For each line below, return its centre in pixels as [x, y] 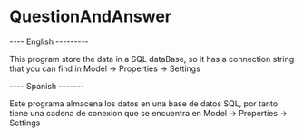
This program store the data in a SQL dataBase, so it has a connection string [152, 59]
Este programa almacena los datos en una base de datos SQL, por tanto [144, 103]
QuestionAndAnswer [91, 17]
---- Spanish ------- [47, 86]
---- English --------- [49, 41]
